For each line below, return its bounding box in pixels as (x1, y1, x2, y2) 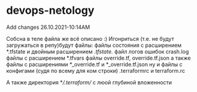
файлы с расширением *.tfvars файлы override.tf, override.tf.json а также (6, 54, 191, 61)
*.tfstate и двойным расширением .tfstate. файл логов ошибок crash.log (6, 48, 189, 55)
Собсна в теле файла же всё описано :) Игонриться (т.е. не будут (6, 35, 174, 42)
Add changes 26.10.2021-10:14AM (6, 23, 90, 31)
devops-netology (6, 4, 95, 17)
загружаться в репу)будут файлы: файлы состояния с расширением (6, 41, 182, 49)
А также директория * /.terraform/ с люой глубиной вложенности (6, 79, 172, 86)
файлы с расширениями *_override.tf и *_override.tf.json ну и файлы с (6, 61, 183, 68)
